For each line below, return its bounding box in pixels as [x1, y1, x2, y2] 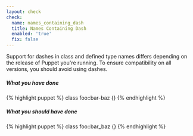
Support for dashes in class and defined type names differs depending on [6, 53, 188, 60]
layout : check [6, 8, 42, 15]
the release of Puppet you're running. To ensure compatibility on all [6, 59, 172, 66]
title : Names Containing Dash [11, 25, 86, 32]
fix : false [11, 36, 39, 42]
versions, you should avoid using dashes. [6, 66, 108, 72]
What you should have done [6, 108, 77, 115]
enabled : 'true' [11, 31, 52, 37]
